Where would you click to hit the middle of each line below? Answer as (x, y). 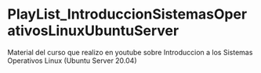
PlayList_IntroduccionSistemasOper (127, 14)
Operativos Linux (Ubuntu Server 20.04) (72, 61)
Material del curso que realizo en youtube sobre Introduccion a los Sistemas (130, 52)
